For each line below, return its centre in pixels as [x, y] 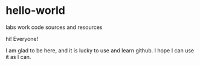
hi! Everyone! [22, 39]
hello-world [36, 11]
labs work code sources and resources [54, 27]
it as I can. [18, 57]
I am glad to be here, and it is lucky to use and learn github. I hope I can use [100, 50]
